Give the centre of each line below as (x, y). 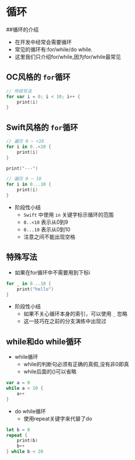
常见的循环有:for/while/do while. (54, 49)
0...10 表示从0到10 (47, 229)
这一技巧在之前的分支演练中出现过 (65, 321)
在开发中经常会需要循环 (43, 42)
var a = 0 (18, 383)
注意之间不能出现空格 (49, 237)
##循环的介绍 (22, 29)
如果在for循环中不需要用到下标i (52, 272)
